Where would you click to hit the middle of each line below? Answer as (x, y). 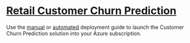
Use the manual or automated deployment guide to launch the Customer (95, 27)
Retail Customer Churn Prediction (91, 11)
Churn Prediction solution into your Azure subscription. (74, 33)
